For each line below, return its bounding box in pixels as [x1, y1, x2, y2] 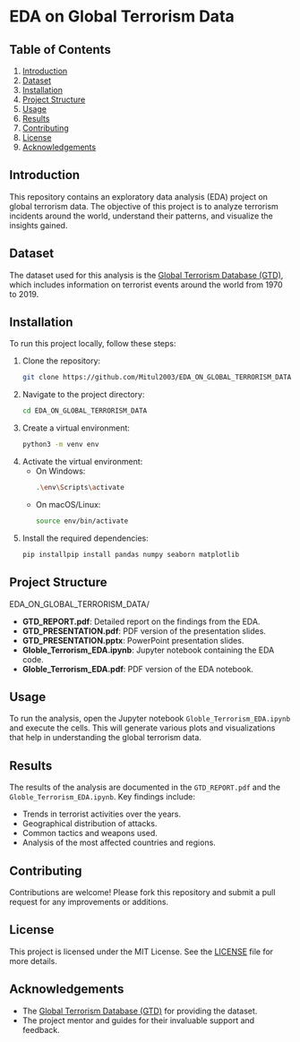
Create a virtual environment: [21, 423, 130, 433]
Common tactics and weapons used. [21, 828, 159, 839]
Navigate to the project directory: [21, 389, 145, 400]
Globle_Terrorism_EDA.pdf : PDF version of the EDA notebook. [21, 663, 253, 674]
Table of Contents [9, 42, 112, 57]
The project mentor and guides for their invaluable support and [21, 1014, 255, 1026]
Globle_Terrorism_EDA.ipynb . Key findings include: [9, 791, 195, 802]
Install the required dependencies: [21, 533, 150, 543]
